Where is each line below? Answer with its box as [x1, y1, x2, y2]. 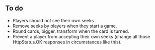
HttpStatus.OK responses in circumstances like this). [12, 39, 122, 45]
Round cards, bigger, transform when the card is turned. [12, 28, 129, 34]
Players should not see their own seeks [12, 17, 94, 23]
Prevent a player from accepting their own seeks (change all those [12, 33, 150, 39]
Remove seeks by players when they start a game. [12, 23, 117, 29]
